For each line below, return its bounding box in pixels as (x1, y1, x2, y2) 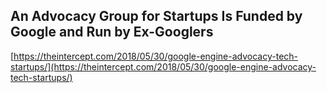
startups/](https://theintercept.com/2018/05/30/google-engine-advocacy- (10, 60, 317, 73)
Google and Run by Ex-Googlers (10, 24, 214, 41)
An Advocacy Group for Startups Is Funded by (10, 8, 303, 25)
